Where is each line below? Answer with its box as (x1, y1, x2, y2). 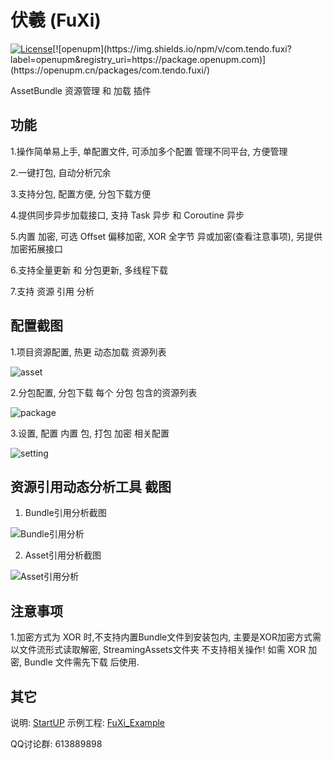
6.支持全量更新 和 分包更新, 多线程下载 (10, 264, 169, 276)
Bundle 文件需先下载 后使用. (23, 656, 140, 668)
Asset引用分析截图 (24, 549, 102, 561)
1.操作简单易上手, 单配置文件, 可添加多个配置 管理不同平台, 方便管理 (10, 145, 288, 157)
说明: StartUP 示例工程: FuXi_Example (10, 717, 166, 728)
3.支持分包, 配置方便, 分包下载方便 (10, 187, 152, 200)
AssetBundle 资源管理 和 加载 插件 (10, 84, 152, 96)
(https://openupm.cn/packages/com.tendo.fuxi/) (10, 64, 210, 76)
